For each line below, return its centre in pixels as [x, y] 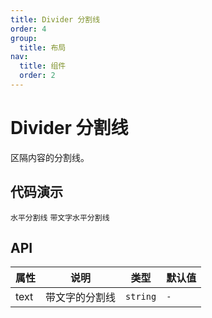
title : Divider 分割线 [55, 19]
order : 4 [28, 29]
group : [24, 38]
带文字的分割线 [81, 298]
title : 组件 [43, 66]
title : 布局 [43, 47]
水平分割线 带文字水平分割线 [60, 217]
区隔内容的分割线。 [50, 157]
